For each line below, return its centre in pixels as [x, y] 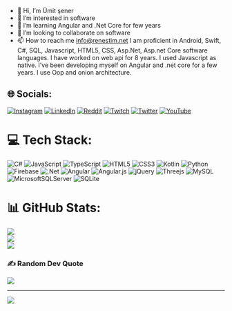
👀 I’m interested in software [56, 18]
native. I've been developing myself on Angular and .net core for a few [117, 65]
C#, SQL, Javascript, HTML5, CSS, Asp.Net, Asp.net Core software [113, 50]
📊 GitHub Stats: [54, 208]
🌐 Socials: [30, 94]
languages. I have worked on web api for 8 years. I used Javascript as [117, 58]
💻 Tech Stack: [50, 140]
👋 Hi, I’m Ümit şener [45, 11]
